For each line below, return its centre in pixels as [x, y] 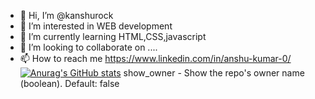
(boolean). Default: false [69, 83]
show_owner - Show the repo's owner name [214, 73]
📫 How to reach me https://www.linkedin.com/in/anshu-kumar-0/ [155, 58]
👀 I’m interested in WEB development [96, 26]
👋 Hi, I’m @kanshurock [66, 15]
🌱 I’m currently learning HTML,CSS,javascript [113, 36]
